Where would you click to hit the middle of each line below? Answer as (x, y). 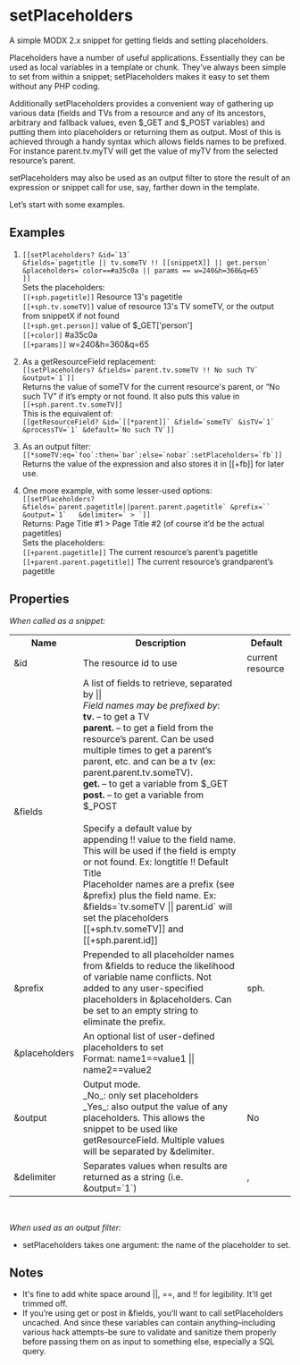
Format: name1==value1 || (138, 1058)
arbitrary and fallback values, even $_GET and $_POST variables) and (137, 122)
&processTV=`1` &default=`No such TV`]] (98, 430)
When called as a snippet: (57, 620)
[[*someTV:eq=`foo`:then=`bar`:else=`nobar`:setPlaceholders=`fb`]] (152, 455)
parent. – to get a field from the (148, 728)
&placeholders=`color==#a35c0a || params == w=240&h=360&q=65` (142, 270)
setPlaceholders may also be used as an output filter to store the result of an (150, 177)
